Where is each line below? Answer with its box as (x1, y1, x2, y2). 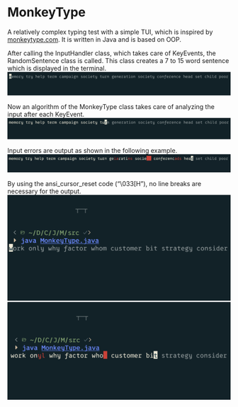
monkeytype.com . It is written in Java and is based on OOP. (7, 35, 182, 43)
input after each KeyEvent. (7, 110, 85, 119)
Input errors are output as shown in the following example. (7, 146, 178, 154)
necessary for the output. (7, 187, 81, 195)
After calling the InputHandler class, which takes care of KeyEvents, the (7, 49, 216, 57)
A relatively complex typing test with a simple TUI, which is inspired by (7, 28, 213, 36)
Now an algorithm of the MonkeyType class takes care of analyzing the (7, 103, 215, 111)
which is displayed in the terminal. (7, 64, 107, 72)
